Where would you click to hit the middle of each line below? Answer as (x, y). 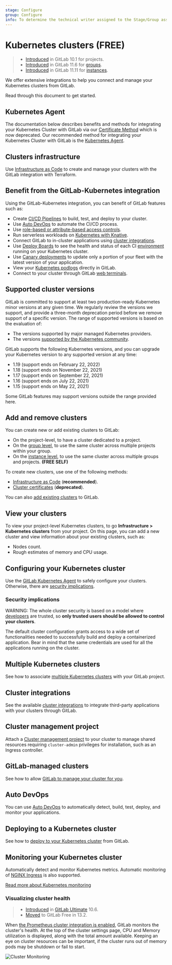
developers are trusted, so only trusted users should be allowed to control (85, 616)
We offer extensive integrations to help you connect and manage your (79, 80)
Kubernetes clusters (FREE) (65, 45)
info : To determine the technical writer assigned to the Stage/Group (82, 20)
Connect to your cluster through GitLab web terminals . (70, 273)
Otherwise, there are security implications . (50, 586)
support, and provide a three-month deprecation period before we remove (84, 313)
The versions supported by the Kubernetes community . (71, 339)
